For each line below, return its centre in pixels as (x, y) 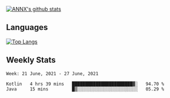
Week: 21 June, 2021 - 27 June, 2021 (52, 73)
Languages (27, 27)
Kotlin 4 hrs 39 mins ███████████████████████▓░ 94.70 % (85, 84)
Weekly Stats (31, 60)
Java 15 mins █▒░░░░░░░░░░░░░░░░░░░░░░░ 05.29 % (85, 89)
